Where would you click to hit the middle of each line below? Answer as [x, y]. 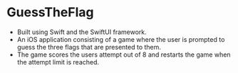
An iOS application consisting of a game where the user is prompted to [121, 39]
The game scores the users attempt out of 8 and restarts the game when [124, 55]
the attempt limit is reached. [58, 62]
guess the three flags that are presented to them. [89, 47]
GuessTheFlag [50, 12]
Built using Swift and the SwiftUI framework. [82, 32]
